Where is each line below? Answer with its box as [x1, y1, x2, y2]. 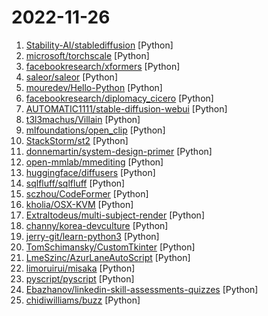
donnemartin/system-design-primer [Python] [25, 145, 213, 157]
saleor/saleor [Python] [25, 71, 119, 83]
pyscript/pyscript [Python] [25, 272, 135, 285]
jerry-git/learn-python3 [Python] [25, 230, 160, 242]
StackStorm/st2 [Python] [25, 134, 129, 146]
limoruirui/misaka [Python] [25, 262, 136, 274]
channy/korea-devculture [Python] [25, 219, 169, 231]
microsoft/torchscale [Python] [25, 49, 150, 61]
